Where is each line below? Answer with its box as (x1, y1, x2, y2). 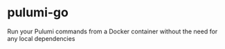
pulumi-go (7, 5, 69, 20)
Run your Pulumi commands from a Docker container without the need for (7, 27, 218, 35)
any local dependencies (7, 34, 75, 42)
